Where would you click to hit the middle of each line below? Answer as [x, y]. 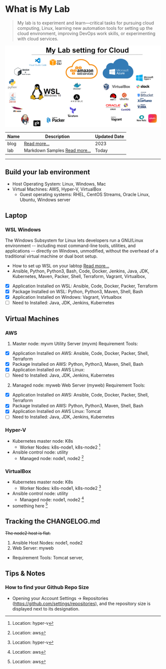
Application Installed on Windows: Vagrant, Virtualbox [67, 297]
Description [58, 136]
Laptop [16, 215]
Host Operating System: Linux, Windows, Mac [59, 184]
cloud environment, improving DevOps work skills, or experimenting [86, 33]
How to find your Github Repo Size [47, 588]
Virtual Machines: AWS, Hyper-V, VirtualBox [57, 189]
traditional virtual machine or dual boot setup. [51, 256]
